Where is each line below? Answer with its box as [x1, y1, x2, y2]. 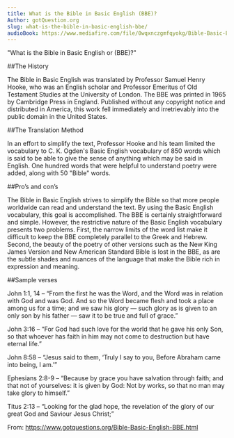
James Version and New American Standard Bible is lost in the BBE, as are [7, 248, 221, 256]
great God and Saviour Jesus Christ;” [7, 409, 114, 418]
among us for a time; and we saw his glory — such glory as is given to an [7, 304, 217, 313]
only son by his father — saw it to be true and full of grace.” [7, 311, 178, 320]
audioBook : [7, 29, 39, 37]
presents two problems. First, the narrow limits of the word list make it [7, 225, 208, 234]
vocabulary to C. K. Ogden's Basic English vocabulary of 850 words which [7, 147, 221, 155]
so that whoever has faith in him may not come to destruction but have [7, 332, 210, 341]
